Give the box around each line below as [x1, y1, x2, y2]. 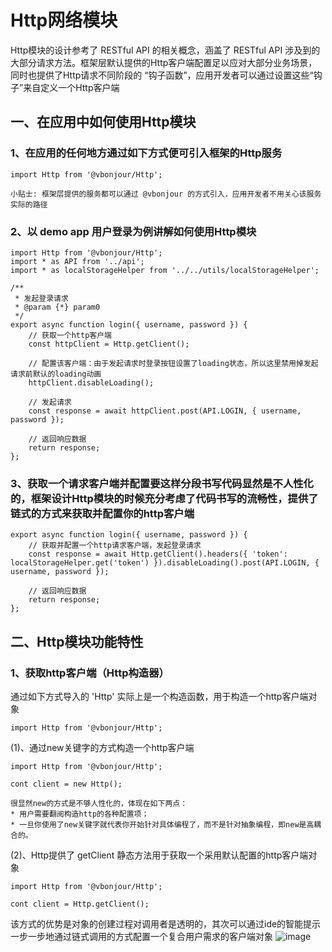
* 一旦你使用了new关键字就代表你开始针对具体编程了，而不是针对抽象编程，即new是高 [10, 819, 315, 830]
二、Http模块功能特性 [10, 633, 144, 650]
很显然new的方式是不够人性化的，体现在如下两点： [10, 798, 188, 808]
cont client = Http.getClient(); [10, 899, 150, 909]
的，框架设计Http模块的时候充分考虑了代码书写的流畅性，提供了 [10, 491, 319, 505]
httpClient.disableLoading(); [28, 377, 155, 388]
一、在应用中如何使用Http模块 [10, 114, 197, 131]
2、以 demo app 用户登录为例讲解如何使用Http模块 [10, 224, 257, 238]
